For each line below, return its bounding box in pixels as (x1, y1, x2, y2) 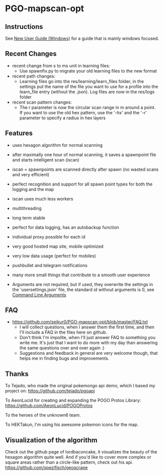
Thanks (5, 369, 29, 378)
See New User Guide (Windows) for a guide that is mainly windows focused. (5, 35, 159, 41)
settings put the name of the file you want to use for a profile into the (19, 83, 158, 89)
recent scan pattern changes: (12, 99, 72, 105)
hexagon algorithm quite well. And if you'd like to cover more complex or (5, 454, 152, 460)
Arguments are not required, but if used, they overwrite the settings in (12, 281, 153, 287)
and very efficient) (12, 171, 50, 177)
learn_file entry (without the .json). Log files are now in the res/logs (19, 89, 155, 95)
